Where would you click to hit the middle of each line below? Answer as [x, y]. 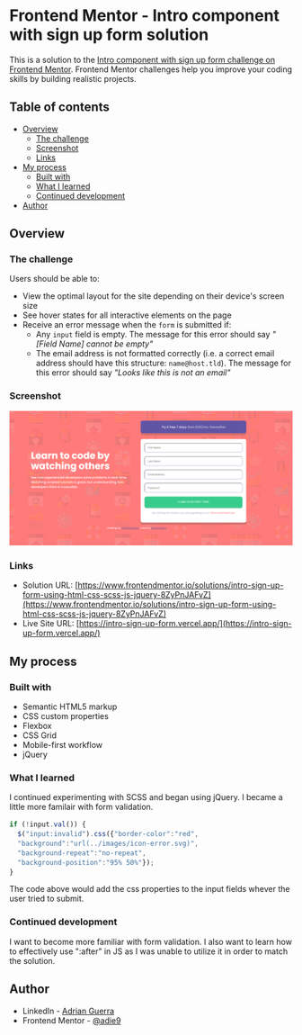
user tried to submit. [47, 899]
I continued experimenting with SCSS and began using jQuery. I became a [146, 797]
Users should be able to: [55, 279]
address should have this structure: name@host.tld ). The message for [164, 363]
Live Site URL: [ [51, 624]
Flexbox [37, 725]
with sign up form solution [109, 35]
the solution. [32, 960]
